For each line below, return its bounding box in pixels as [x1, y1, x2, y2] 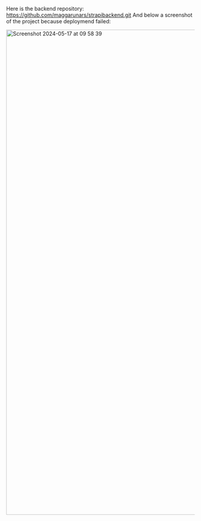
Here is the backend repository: [6, 5, 84, 12]
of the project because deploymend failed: [6, 18, 111, 24]
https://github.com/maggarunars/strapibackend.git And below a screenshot [6, 11, 193, 19]
